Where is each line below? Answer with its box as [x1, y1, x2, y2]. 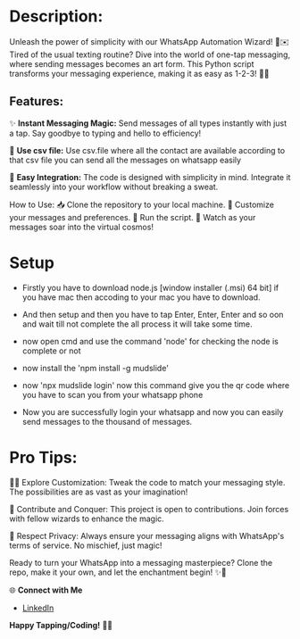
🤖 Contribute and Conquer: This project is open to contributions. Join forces [9, 503, 289, 514]
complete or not [21, 345, 81, 356]
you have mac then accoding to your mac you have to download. [21, 292, 261, 303]
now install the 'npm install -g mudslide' [21, 362, 170, 373]
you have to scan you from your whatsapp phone [21, 389, 204, 400]
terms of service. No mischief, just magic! [9, 540, 162, 551]
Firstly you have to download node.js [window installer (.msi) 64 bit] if [21, 282, 279, 293]
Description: [9, 6, 104, 27]
